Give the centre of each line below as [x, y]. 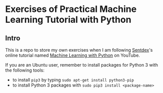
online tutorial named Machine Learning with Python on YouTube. [73, 55]
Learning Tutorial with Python [68, 20]
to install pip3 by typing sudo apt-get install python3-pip [73, 80]
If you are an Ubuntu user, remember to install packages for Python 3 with [81, 65]
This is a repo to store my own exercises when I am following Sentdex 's [79, 50]
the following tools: [25, 70]
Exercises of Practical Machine [71, 9]
